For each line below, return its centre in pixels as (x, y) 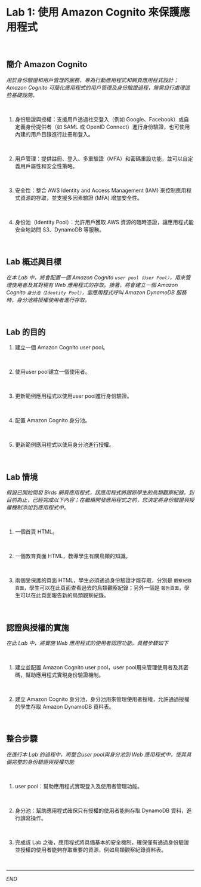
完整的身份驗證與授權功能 (43, 762)
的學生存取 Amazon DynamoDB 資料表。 (64, 707)
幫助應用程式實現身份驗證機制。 (65, 675)
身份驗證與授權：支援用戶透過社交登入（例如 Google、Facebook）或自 (102, 119)
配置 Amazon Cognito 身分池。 (52, 420)
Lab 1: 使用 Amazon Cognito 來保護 (93, 12)
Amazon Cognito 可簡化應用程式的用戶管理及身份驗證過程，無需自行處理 (95, 87)
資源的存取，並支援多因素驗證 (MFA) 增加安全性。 (81, 197)
